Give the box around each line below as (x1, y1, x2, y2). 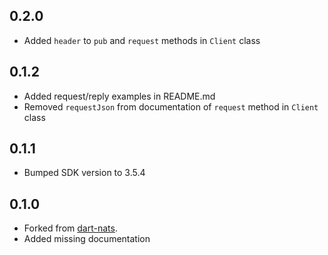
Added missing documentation (23, 233, 151, 245)
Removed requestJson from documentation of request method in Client (23, 100, 319, 113)
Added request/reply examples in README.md (23, 90, 216, 102)
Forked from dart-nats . (23, 222, 118, 234)
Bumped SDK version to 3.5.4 (23, 167, 146, 179)
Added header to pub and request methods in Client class (23, 34, 261, 46)
